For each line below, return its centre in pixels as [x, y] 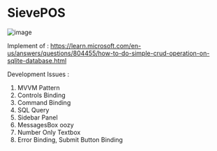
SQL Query [33, 110]
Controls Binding [42, 95]
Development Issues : [38, 74]
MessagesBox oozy [46, 124]
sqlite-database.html [37, 60]
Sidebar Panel [37, 117]
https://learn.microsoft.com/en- [96, 45]
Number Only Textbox [49, 132]
